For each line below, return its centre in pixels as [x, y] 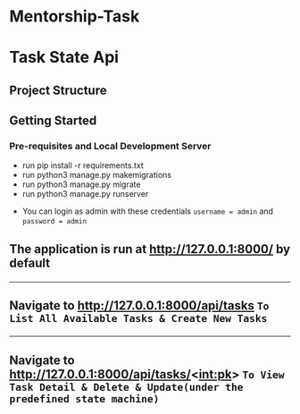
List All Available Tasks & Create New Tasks [138, 319]
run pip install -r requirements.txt [83, 165]
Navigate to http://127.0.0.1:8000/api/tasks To [139, 306]
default [30, 262]
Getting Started [53, 121]
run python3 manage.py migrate [81, 184]
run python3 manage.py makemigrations [97, 175]
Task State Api [64, 58]
